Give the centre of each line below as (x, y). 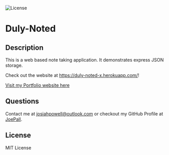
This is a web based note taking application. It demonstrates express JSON (84, 60)
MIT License (18, 148)
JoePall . (14, 119)
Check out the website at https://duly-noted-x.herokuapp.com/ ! (72, 75)
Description (24, 47)
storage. (14, 65)
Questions (22, 101)
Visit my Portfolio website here (38, 85)
